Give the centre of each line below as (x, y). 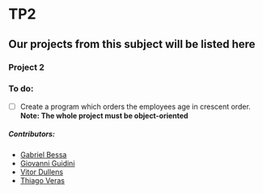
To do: (21, 88)
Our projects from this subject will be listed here (132, 44)
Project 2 (26, 67)
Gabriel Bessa (43, 154)
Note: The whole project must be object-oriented (104, 115)
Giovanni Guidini (47, 163)
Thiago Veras (42, 180)
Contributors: (32, 134)
